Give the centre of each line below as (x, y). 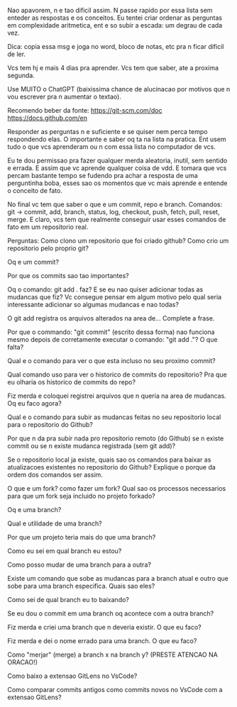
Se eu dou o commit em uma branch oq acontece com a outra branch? (111, 613)
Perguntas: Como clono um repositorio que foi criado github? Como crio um (118, 241)
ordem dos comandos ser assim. (55, 475)
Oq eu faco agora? (34, 403)
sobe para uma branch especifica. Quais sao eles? (81, 586)
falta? (16, 347)
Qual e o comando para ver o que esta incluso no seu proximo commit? (111, 361)
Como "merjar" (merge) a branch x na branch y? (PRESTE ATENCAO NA (112, 655)
